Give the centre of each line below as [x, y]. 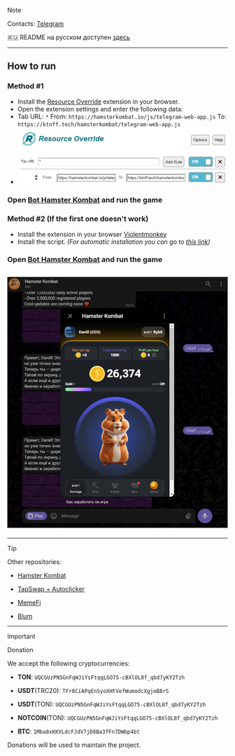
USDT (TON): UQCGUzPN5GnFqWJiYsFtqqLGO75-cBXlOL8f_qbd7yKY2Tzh [112, 704]
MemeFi [29, 603]
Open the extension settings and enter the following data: [100, 109]
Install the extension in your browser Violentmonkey [92, 234]
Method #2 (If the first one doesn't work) [78, 219]
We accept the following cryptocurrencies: [69, 663]
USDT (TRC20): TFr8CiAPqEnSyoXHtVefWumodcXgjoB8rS [93, 690]
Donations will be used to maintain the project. [74, 745]
